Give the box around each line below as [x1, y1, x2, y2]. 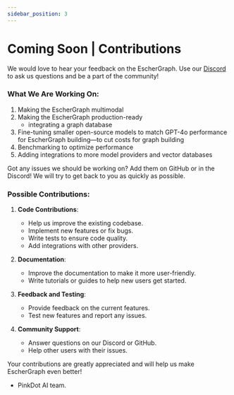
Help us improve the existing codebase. [27, 219, 144, 228]
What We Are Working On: [7, 89, 100, 99]
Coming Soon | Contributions [7, 40, 182, 57]
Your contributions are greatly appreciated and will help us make [7, 360, 195, 368]
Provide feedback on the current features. [27, 304, 150, 312]
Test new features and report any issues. [27, 312, 147, 320]
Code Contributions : [17, 206, 79, 214]
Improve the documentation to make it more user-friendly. [27, 269, 196, 278]
